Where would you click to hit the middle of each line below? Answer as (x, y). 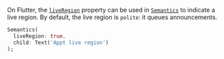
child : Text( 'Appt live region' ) (61, 43)
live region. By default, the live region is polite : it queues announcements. (112, 17)
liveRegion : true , (40, 36)
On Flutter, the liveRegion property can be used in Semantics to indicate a (111, 10)
